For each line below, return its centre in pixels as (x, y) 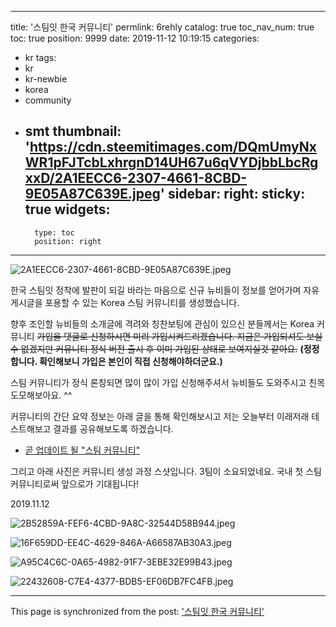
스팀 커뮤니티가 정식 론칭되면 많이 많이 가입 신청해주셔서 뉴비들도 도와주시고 (158, 382)
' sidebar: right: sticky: (232, 194)
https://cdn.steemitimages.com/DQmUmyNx (173, 147)
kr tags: (40, 57)
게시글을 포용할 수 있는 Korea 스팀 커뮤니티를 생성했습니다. (125, 302)
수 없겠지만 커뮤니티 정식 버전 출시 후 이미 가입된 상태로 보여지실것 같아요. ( (157, 348)
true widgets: (67, 209)
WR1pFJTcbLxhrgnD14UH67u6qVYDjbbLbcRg (171, 162)
